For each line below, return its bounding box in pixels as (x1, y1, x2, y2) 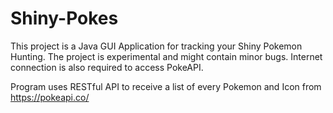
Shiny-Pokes (10, 7, 119, 30)
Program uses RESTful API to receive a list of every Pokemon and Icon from (10, 80, 322, 92)
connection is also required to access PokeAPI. (10, 61, 204, 73)
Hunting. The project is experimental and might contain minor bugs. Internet (10, 50, 323, 62)
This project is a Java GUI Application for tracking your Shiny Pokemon (10, 40, 303, 52)
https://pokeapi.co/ (10, 91, 90, 103)
